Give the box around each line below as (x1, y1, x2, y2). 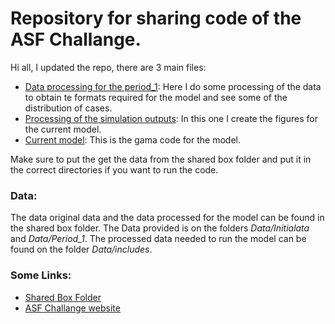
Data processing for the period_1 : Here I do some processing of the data (24, 80, 322, 92)
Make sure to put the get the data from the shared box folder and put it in (10, 153, 312, 165)
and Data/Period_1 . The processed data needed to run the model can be (10, 233, 307, 245)
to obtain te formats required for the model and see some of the (24, 91, 288, 103)
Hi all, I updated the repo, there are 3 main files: (10, 61, 207, 73)
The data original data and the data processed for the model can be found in (10, 212, 325, 224)
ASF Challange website (24, 302, 121, 314)
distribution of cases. (24, 102, 113, 114)
